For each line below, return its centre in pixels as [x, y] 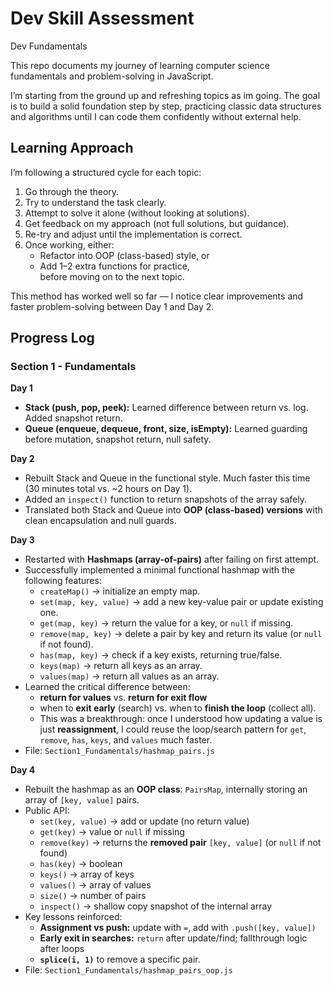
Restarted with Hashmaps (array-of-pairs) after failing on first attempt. [172, 559]
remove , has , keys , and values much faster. [126, 740]
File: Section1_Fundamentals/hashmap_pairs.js [120, 751]
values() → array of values [95, 885]
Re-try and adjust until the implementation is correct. [133, 234]
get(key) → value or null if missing [112, 832]
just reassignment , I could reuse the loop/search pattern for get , [173, 729]
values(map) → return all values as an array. [129, 676]
